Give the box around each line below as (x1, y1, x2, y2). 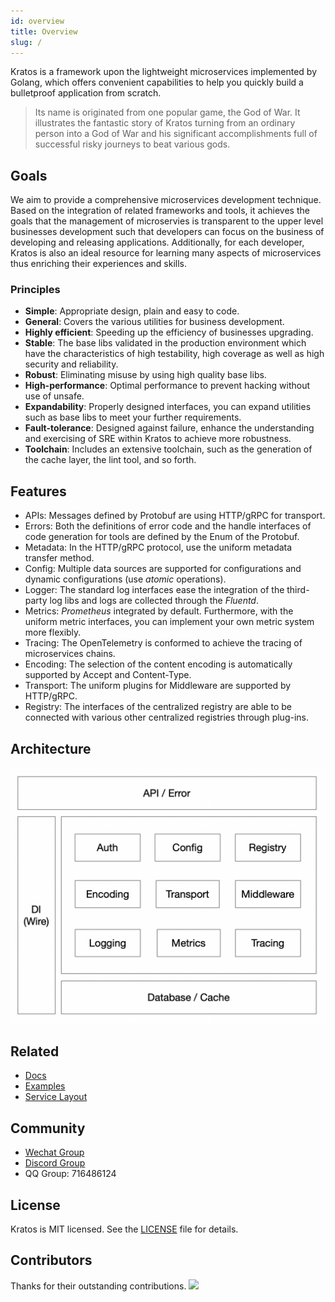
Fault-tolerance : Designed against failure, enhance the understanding (24, 422, 315, 434)
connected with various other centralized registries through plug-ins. (24, 711, 310, 724)
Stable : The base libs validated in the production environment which (24, 337, 307, 349)
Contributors (10, 1252, 93, 1269)
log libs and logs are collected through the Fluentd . (49, 595, 259, 607)
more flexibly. (24, 626, 82, 639)
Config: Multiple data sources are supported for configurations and (24, 563, 302, 575)
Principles (10, 283, 61, 297)
